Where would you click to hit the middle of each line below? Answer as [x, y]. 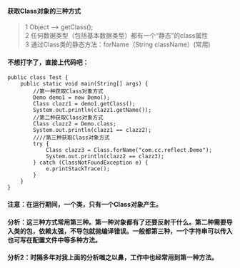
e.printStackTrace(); [78, 169]
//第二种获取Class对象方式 [68, 118]
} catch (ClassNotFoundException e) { [91, 163]
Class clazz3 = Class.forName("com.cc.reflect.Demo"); [129, 150]
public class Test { [38, 78]
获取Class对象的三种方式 [44, 11]
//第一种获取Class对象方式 [68, 92]
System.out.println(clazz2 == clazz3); [105, 157]
